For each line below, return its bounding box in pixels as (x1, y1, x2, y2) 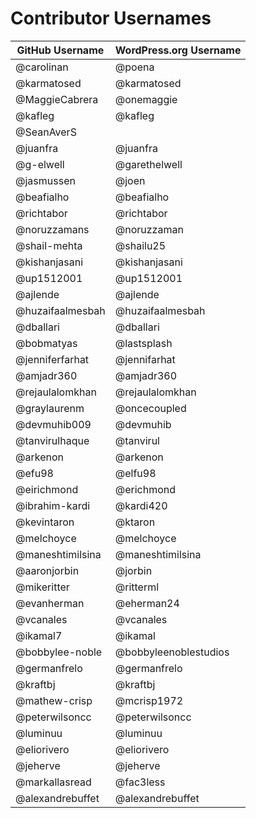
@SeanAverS (15, 125, 77, 139)
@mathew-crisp (15, 693, 93, 707)
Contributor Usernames (10, 7, 212, 30)
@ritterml (114, 580, 160, 594)
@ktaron (114, 515, 156, 529)
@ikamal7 (15, 628, 63, 642)
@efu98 (15, 466, 54, 480)
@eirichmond (15, 482, 79, 496)
